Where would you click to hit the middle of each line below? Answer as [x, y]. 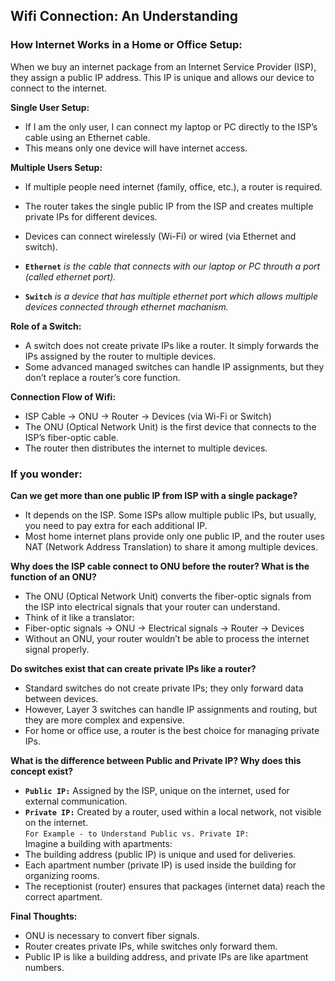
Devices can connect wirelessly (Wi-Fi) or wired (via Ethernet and [160, 236]
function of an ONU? [53, 576]
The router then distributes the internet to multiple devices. [146, 448]
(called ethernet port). [70, 276]
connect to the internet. [59, 88]
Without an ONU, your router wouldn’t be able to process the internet [167, 638]
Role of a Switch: [46, 326]
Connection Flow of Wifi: [63, 396]
